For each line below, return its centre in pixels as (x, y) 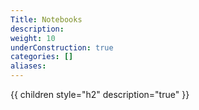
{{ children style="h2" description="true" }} (100, 94)
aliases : (28, 66)
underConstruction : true (62, 47)
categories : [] (42, 57)
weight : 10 (33, 38)
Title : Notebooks (46, 19)
